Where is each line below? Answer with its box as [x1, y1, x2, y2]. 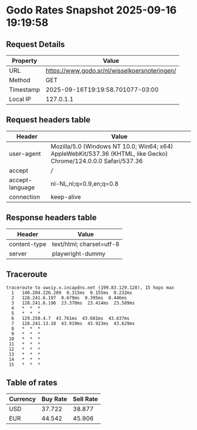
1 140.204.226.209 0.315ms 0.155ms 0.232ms [11, 290, 133, 296]
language [9, 183, 35, 191]
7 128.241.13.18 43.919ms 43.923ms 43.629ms [11, 320, 135, 327]
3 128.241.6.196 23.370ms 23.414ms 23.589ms [11, 300, 135, 306]
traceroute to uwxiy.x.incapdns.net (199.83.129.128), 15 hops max [6, 285, 175, 291]
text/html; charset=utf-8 [52, 240, 120, 248]
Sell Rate [73, 395, 98, 403]
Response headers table [6, 213, 97, 223]
